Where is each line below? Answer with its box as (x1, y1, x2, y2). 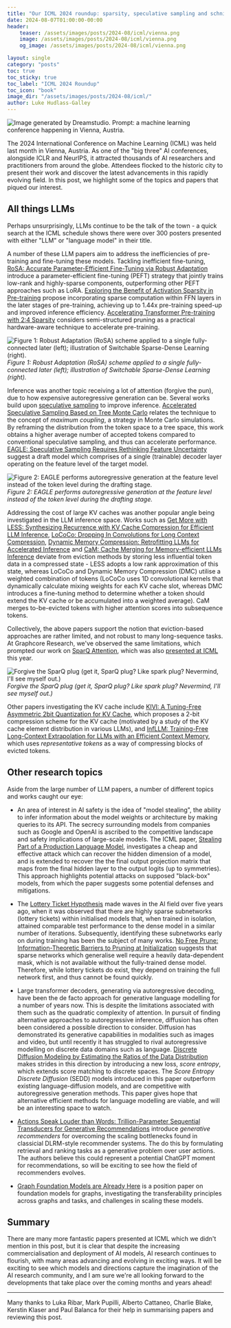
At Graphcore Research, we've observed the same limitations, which (7, 639, 201, 647)
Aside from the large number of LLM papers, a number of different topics (7, 785, 214, 793)
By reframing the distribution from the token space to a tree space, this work (7, 422, 224, 431)
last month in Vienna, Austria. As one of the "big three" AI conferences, (7, 146, 209, 155)
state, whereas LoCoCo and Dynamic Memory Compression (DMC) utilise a (7, 567, 221, 575)
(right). (7, 373, 27, 381)
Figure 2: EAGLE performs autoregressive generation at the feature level (7, 487, 212, 496)
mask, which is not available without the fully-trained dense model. (16, 958, 207, 966)
